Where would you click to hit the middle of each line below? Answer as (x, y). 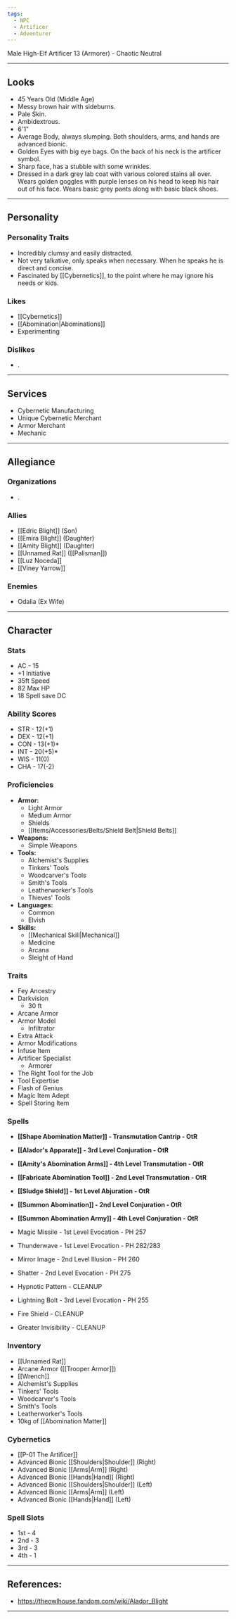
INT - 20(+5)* (38, 752)
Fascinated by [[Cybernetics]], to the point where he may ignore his (116, 275)
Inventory (24, 1346)
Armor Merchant (41, 426)
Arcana (38, 950)
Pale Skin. (32, 114)
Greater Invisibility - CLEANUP (61, 1328)
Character (30, 630)
